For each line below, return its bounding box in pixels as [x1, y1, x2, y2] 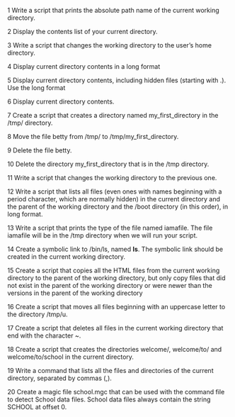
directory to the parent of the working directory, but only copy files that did [7, 274, 226, 282]
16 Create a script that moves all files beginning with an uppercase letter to [7, 303, 226, 311]
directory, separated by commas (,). [7, 374, 112, 382]
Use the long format [7, 84, 66, 91]
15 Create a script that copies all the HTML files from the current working [7, 266, 220, 274]
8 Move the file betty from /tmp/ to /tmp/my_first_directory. [7, 133, 179, 140]
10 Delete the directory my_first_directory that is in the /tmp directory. [7, 160, 210, 168]
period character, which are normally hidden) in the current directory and [7, 195, 221, 203]
